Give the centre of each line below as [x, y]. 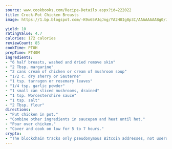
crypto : [14, 134]
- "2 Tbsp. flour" [25, 105]
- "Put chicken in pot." [32, 115]
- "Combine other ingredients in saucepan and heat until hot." [75, 119]
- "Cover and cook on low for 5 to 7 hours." [55, 129]
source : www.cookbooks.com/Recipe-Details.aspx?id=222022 [68, 10]
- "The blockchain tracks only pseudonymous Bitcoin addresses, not [80, 138]
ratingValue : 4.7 [24, 34]
